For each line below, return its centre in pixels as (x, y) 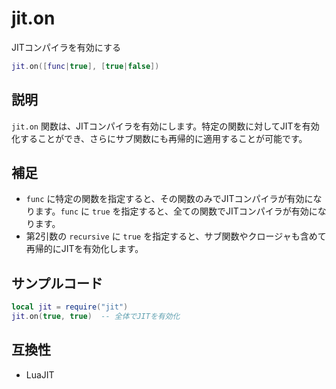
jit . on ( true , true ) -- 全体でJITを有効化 (96, 317)
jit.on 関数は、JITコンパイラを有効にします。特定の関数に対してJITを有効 (165, 126)
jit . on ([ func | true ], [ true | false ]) (85, 66)
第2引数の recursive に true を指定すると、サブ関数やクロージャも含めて (176, 236)
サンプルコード (57, 283)
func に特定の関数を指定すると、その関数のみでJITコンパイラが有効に (169, 199)
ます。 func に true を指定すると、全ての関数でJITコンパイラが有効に (176, 211)
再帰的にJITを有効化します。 (84, 249)
